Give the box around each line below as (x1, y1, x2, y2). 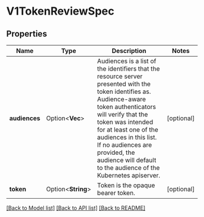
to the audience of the (97, 163, 160, 172)
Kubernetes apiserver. (97, 171, 161, 179)
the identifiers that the (97, 65, 160, 73)
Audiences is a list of (97, 57, 157, 65)
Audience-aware (97, 95, 146, 103)
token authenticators (97, 102, 156, 111)
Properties (6, 29, 47, 39)
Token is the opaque (97, 181, 155, 190)
